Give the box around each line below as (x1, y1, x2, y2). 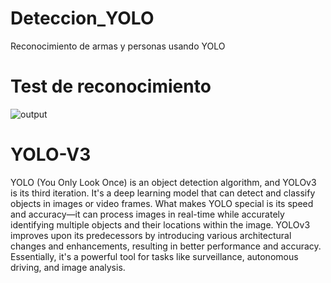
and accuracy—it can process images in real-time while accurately (10, 208, 285, 220)
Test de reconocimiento (10, 75, 212, 98)
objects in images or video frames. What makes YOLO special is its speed (10, 197, 314, 209)
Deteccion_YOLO (10, 7, 155, 30)
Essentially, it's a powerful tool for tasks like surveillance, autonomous (10, 250, 299, 262)
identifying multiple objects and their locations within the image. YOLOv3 (10, 218, 311, 231)
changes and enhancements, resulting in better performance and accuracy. (10, 240, 322, 252)
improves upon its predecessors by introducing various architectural (10, 229, 292, 241)
